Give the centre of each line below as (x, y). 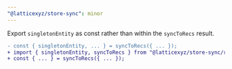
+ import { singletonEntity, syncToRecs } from (77, 52)
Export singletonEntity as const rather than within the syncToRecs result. (111, 33)
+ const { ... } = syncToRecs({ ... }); (66, 59)
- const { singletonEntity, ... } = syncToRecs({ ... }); (92, 46)
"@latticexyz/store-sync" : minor (55, 13)
